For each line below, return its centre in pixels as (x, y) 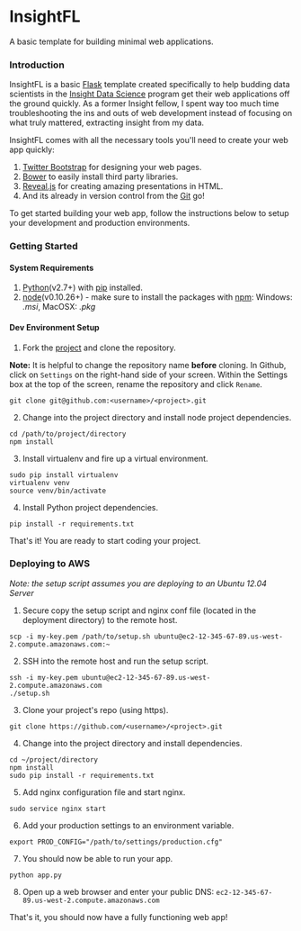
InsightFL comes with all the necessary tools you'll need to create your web (149, 140)
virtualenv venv (40, 483)
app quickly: (32, 149)
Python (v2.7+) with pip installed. (83, 288)
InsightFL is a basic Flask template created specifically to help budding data (150, 85)
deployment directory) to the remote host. (100, 619)
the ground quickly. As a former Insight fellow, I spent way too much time (145, 104)
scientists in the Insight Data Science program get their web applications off (150, 94)
